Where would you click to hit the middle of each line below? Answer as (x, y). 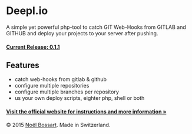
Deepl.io (27, 11)
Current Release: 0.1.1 (33, 47)
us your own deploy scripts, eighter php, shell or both (80, 98)
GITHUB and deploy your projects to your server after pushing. (82, 33)
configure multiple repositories (52, 86)
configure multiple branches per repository (67, 92)
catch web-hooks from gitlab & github (61, 79)
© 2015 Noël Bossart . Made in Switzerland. (58, 125)
